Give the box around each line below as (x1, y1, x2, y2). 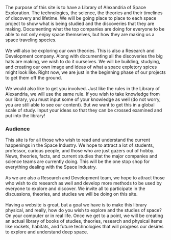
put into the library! (5, 113, 45, 119)
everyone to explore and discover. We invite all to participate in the (5, 185, 145, 192)
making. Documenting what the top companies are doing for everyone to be (5, 26, 165, 32)
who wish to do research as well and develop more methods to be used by (5, 180, 162, 186)
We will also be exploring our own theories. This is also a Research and (5, 48, 155, 54)
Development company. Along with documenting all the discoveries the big (5, 53, 163, 59)
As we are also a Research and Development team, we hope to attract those (5, 175, 165, 181)
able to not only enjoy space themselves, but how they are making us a (5, 32, 155, 37)
